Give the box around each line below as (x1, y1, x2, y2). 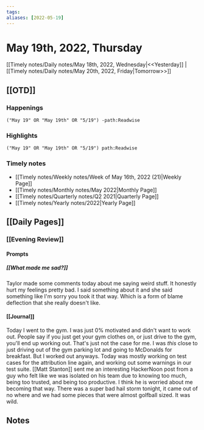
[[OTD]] (6, 85, 36, 95)
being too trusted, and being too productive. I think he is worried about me (6, 378, 193, 385)
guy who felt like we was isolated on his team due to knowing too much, (6, 371, 187, 379)
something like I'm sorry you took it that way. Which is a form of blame (6, 292, 183, 299)
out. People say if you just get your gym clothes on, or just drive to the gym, (6, 333, 197, 340)
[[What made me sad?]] (6, 264, 68, 271)
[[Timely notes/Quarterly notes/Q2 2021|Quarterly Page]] (15, 193, 159, 200)
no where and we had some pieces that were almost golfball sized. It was (6, 391, 191, 398)
